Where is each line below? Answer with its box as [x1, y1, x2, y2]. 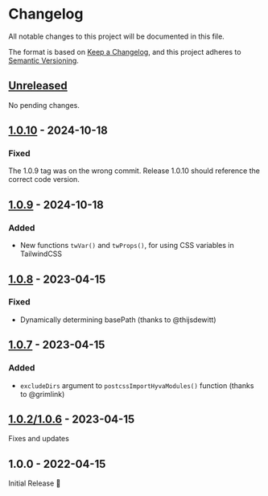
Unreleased [8, 79, 68, 93]
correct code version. [8, 175, 80, 184]
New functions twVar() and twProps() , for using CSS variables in [19, 241, 235, 250]
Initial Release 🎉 [8, 478, 61, 488]
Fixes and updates [8, 434, 70, 444]
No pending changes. [8, 100, 80, 110]
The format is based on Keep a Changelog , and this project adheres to [8, 47, 241, 56]
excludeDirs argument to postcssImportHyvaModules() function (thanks [19, 380, 254, 391]
